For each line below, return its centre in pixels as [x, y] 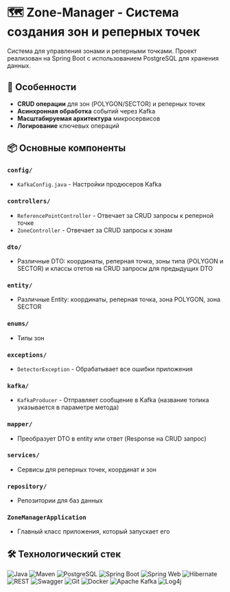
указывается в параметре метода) [68, 407]
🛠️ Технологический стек [64, 554]
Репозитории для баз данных [60, 501]
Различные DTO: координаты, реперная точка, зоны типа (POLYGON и [120, 261]
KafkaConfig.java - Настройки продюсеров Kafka [89, 184]
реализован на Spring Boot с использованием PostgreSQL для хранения [113, 58]
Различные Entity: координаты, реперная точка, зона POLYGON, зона [119, 300]
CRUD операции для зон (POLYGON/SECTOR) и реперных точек [111, 104]
